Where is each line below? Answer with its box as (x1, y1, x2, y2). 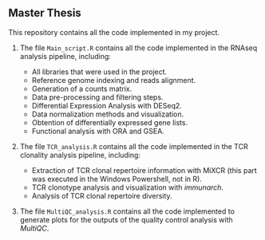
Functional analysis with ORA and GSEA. (31, 126, 165, 136)
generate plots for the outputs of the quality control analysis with (19, 214, 233, 224)
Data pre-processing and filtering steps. (31, 92, 164, 102)
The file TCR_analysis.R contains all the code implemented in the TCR (19, 141, 249, 151)
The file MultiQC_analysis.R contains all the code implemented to (19, 207, 235, 216)
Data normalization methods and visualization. (31, 109, 184, 119)
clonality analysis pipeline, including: (19, 150, 141, 159)
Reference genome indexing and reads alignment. (31, 75, 196, 85)
